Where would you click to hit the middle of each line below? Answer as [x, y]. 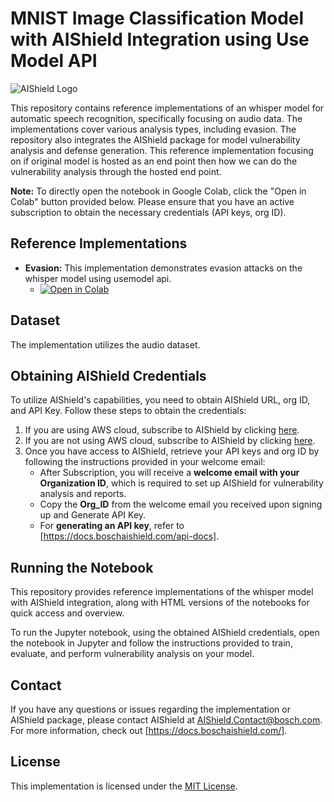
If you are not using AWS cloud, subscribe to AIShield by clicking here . [170, 441]
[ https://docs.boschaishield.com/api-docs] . [129, 536]
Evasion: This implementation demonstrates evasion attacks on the [163, 268]
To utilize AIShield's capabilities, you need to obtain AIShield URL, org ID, [160, 400]
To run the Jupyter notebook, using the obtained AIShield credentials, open [165, 633]
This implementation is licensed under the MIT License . [124, 786]
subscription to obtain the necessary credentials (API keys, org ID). [148, 212]
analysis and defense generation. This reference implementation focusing [162, 150]
